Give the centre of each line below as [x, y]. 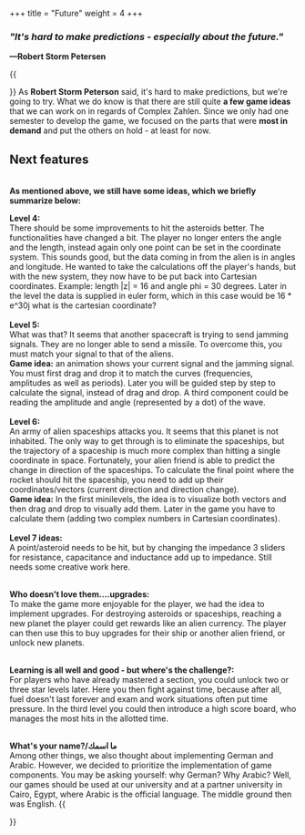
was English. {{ [38, 804]
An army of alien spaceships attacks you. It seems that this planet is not [144, 431]
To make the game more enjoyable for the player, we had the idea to [137, 604]
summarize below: [46, 201]
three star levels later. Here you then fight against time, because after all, [146, 690]
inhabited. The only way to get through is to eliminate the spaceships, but [147, 441]
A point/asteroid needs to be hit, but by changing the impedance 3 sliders [147, 548]
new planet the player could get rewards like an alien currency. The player [148, 624]
